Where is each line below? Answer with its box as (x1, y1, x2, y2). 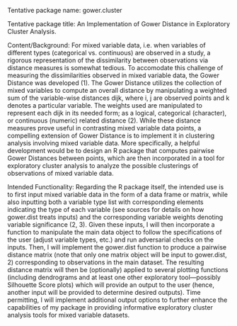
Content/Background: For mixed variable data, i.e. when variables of (7, 41, 207, 49)
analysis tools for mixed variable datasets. (7, 311, 130, 319)
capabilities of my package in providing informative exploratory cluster (7, 303, 214, 311)
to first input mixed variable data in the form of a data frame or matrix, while (7, 191, 229, 198)
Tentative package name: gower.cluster (7, 6, 122, 14)
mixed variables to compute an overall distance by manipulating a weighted (7, 86, 227, 94)
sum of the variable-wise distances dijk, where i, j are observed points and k (7, 94, 230, 102)
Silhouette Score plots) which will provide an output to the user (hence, (7, 281, 214, 289)
